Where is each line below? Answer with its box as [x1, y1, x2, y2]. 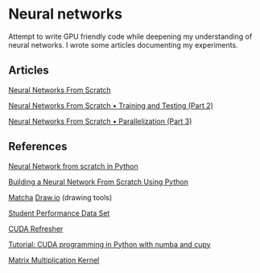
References [8, 140, 68, 153]
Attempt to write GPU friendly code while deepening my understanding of [8, 31, 253, 41]
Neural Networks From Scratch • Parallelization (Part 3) [8, 116, 192, 126]
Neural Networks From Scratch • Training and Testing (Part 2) [8, 100, 213, 110]
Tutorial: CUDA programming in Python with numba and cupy [8, 239, 211, 249]
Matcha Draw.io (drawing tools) [8, 192, 113, 202]
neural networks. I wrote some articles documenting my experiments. [8, 40, 239, 49]
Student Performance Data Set [8, 208, 110, 218]
